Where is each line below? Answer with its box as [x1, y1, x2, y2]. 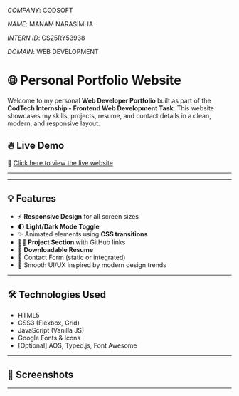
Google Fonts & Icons [17, 334, 81, 343]
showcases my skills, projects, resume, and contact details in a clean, [7, 111, 211, 120]
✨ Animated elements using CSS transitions [17, 229, 148, 238]
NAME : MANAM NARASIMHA [7, 20, 94, 28]
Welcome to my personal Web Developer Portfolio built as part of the [7, 96, 211, 105]
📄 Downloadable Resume [17, 245, 94, 254]
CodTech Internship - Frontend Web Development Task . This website [7, 103, 215, 113]
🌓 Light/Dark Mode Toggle [17, 222, 100, 231]
